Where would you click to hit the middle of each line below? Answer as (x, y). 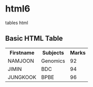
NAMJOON (21, 61)
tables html (17, 23)
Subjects (53, 52)
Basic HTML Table (34, 38)
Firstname (22, 52)
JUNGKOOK (22, 77)
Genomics (53, 61)
